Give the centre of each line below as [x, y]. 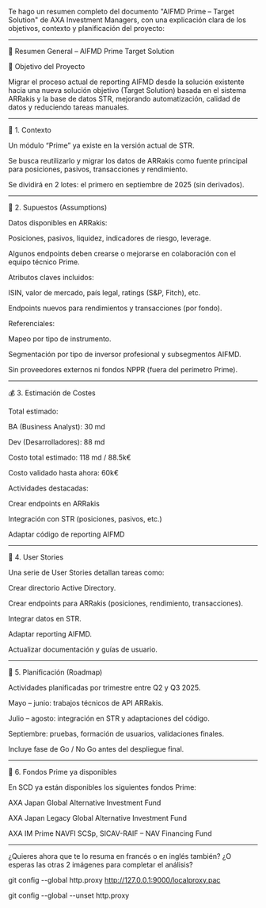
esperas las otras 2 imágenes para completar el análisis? [101, 865]
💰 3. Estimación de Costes [52, 393]
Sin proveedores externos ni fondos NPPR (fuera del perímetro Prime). [123, 369]
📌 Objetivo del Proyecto [47, 66]
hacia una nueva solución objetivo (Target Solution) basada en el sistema [127, 90]
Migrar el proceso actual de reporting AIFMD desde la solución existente [126, 82]
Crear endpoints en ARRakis [54, 504]
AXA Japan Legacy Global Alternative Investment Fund [98, 818]
